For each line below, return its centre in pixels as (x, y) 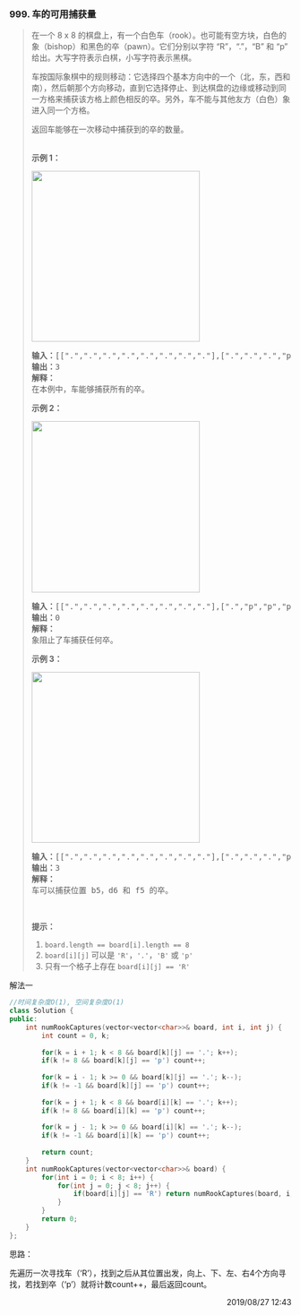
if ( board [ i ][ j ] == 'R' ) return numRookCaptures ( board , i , (184, 1194)
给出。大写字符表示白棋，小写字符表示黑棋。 (114, 58)
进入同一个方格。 (63, 110)
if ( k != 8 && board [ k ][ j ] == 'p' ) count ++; (124, 1061)
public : (24, 1019)
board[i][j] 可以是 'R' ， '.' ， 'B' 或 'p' (119, 955)
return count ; (68, 1153)
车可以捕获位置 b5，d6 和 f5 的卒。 (102, 890)
